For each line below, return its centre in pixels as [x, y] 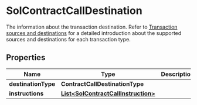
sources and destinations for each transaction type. [68, 39]
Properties [26, 57]
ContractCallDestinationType [102, 84]
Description [178, 74]
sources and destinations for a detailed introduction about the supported [94, 33]
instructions [26, 93]
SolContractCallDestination [74, 11]
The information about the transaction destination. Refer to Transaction [92, 27]
